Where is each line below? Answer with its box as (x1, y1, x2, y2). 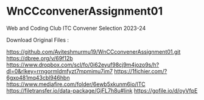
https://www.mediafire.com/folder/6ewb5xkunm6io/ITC (6, 80, 146, 88)
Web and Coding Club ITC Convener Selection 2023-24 (6, 24, 146, 32)
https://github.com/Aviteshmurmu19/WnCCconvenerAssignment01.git (6, 48, 181, 55)
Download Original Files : (6, 36, 69, 43)
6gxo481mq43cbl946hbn (6, 74, 70, 81)
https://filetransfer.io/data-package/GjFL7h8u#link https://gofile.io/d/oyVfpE (6, 87, 198, 94)
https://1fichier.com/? (114, 67, 167, 74)
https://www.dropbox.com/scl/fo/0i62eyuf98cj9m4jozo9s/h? (6, 61, 160, 68)
